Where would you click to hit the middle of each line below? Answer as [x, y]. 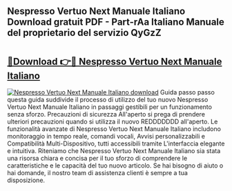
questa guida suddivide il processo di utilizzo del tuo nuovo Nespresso [108, 100]
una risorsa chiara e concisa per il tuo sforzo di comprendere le [97, 158]
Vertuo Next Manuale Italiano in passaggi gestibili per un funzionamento [110, 107]
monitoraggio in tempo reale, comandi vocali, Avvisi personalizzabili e [106, 136]
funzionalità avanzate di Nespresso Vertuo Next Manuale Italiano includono [114, 129]
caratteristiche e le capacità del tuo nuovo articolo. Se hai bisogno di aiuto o [115, 165]
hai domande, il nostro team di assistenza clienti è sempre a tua [98, 173]
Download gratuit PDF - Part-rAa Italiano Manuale [116, 22]
